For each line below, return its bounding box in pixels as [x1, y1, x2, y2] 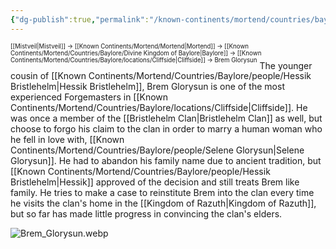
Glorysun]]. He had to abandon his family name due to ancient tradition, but [10, 155, 322, 167]
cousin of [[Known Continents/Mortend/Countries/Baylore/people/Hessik [10, 70, 312, 82]
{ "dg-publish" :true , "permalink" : [10, 14, 150, 25]
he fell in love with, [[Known [10, 134, 125, 146]
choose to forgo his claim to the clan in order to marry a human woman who [10, 123, 323, 135]
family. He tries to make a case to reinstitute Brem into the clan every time [10, 187, 315, 199]
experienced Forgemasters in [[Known [10, 91, 169, 103]
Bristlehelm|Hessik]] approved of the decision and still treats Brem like [10, 176, 300, 188]
